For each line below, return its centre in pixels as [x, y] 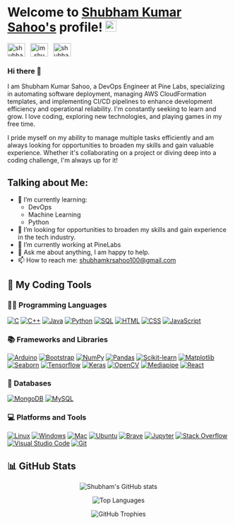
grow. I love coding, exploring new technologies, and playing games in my [115, 117]
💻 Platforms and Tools [47, 417]
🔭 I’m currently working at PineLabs [69, 245]
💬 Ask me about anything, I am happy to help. [84, 253]
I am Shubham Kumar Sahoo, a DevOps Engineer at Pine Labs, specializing [116, 86]
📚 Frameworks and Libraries [58, 339]
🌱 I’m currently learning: [52, 200]
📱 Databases [29, 383]
